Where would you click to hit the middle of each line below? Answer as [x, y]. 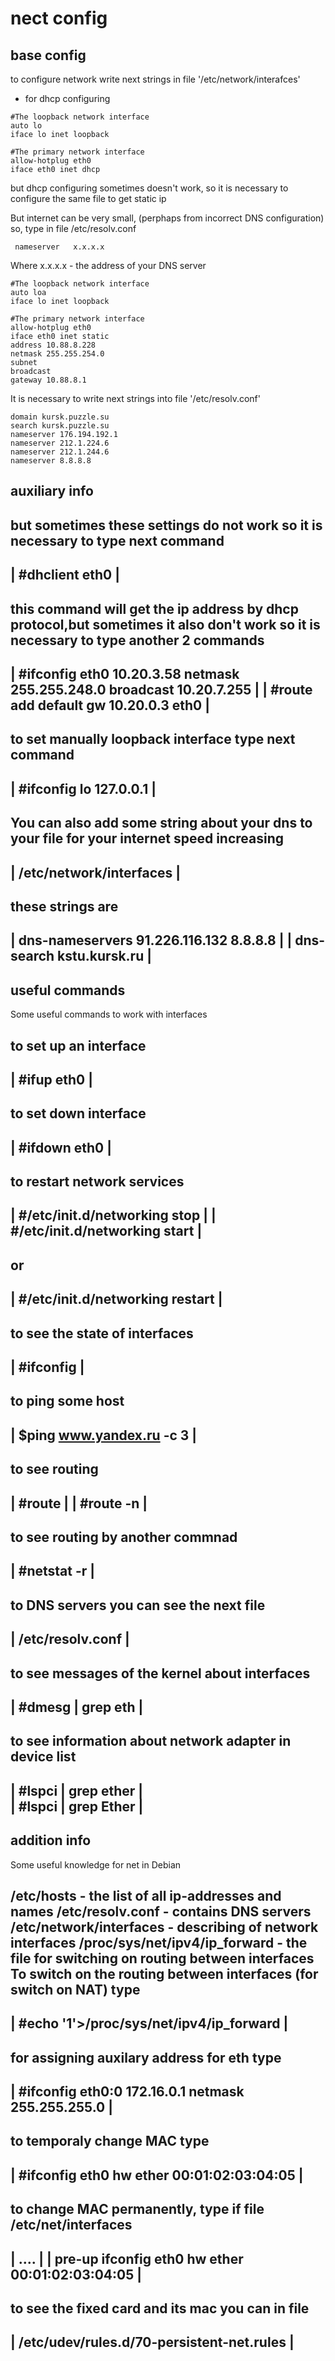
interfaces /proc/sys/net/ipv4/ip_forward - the [159, 1942]
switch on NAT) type [75, 1989]
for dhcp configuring [67, 98]
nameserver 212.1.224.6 [60, 443]
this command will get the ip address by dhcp [154, 608]
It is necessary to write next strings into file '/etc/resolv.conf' [135, 398]
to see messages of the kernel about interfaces [160, 1673]
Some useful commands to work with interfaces [109, 1014]
